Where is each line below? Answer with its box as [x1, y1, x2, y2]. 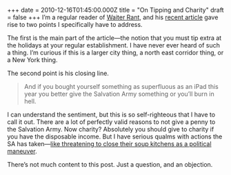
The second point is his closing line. [7, 69, 109, 77]
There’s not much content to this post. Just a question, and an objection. [7, 161, 213, 168]
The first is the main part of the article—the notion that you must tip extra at [7, 34, 222, 42]
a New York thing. [7, 56, 58, 64]
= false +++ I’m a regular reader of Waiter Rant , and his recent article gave [7, 13, 219, 21]
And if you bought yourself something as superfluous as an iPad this [23, 83, 219, 90]
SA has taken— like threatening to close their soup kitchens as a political [7, 140, 212, 147]
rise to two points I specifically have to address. [7, 21, 143, 28]
